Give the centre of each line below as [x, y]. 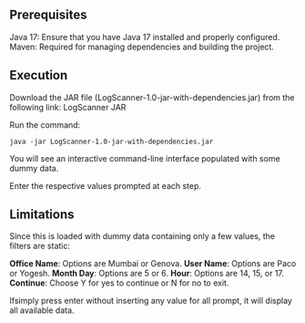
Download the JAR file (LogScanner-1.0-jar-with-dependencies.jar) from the [152, 97]
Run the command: [45, 125]
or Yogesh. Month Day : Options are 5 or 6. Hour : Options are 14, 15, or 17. [147, 274]
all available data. [42, 310]
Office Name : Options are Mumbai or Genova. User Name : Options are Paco [153, 264]
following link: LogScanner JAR [68, 107]
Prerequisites [48, 15]
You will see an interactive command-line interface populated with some [145, 158]
